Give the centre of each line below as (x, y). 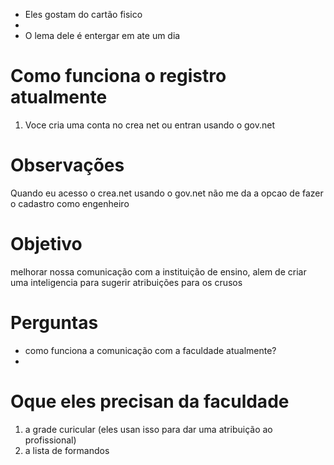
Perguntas (54, 323)
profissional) (50, 440)
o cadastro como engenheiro (70, 203)
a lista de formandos (67, 450)
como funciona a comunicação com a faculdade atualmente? (150, 350)
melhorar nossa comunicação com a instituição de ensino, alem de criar (158, 271)
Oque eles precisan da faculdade (150, 401)
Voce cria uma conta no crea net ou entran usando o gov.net (149, 125)
